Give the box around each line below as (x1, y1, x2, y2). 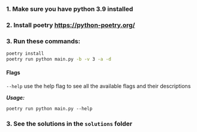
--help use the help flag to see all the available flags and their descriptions (6, 83, 191, 90)
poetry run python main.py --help (6, 106, 93, 112)
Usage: (6, 94, 25, 101)
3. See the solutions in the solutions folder (6, 119, 133, 128)
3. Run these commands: (6, 37, 80, 45)
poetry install (6, 50, 44, 57)
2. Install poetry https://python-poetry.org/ (6, 20, 135, 29)
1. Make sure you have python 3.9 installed (6, 5, 133, 13)
